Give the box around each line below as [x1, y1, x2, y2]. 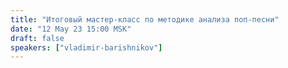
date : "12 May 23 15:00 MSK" [10, 24, 132, 34]
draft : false [10, 33, 65, 43]
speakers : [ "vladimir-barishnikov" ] [10, 42, 163, 53]
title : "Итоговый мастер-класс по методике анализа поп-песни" [10, 14, 280, 25]
